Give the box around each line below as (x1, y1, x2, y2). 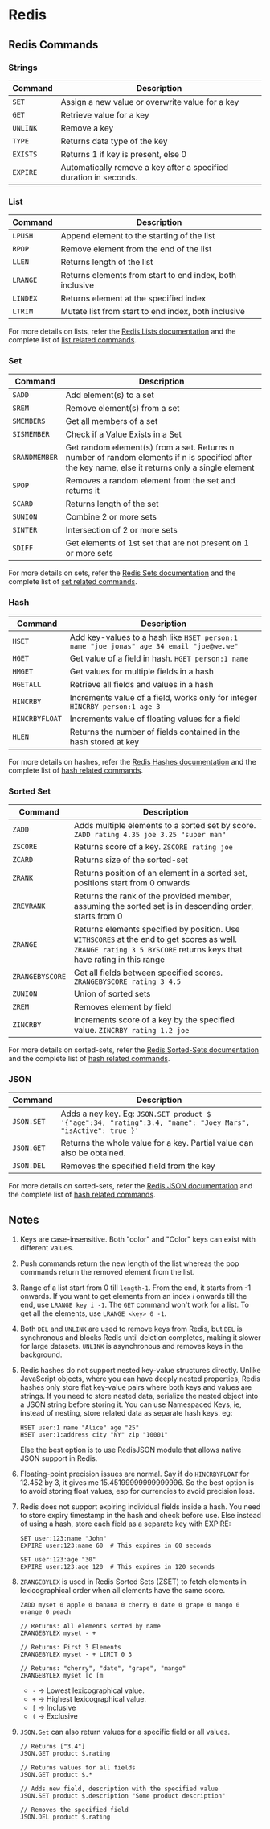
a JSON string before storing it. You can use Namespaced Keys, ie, (19, 1400, 243, 1409)
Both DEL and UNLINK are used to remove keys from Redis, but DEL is (19, 1324, 243, 1334)
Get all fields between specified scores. (73, 967, 223, 978)
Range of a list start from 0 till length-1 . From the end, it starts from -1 (19, 1283, 252, 1292)
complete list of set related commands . (8, 577, 138, 587)
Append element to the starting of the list (60, 230, 215, 242)
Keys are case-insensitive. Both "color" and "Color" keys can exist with (19, 1234, 256, 1244)
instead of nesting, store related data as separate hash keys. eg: (19, 1408, 233, 1418)
